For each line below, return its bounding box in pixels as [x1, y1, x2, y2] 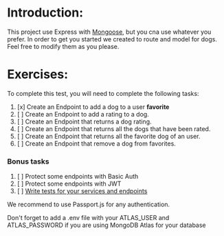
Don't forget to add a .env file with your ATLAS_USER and [7, 214, 170, 222]
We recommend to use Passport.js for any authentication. [7, 200, 170, 208]
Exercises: [7, 67, 69, 82]
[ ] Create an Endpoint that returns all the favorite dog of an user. [16, 132, 201, 140]
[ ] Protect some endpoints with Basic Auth [16, 173, 139, 181]
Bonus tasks [7, 157, 49, 166]
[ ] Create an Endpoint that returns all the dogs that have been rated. [16, 124, 211, 132]
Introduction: [7, 5, 84, 21]
